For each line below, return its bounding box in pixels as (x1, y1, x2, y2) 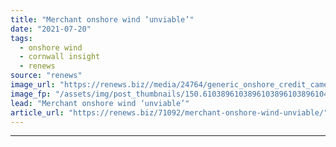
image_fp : (10, 89, 52, 99)
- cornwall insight (19, 52, 101, 62)
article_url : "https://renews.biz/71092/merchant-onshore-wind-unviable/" (10, 107, 329, 118)
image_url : (10, 80, 56, 90)
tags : (10, 33, 33, 43)
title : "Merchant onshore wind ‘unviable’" (10, 14, 195, 25)
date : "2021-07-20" (10, 24, 92, 34)
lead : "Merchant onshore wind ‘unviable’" (10, 98, 190, 108)
